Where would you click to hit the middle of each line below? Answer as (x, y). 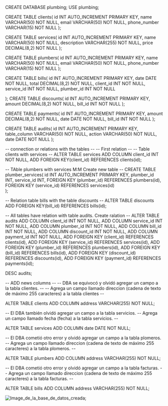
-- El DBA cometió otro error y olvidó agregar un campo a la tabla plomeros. (83, 338)
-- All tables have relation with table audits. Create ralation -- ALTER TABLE (82, 216)
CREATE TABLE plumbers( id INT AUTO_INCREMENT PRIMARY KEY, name (82, 58)
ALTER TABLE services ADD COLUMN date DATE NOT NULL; (68, 328)
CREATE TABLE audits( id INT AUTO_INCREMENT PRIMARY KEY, (72, 128)
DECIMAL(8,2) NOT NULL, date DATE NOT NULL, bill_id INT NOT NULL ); (80, 119)
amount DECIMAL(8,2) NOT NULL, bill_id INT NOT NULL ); (65, 104)
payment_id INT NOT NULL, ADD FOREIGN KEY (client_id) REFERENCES (79, 237)
